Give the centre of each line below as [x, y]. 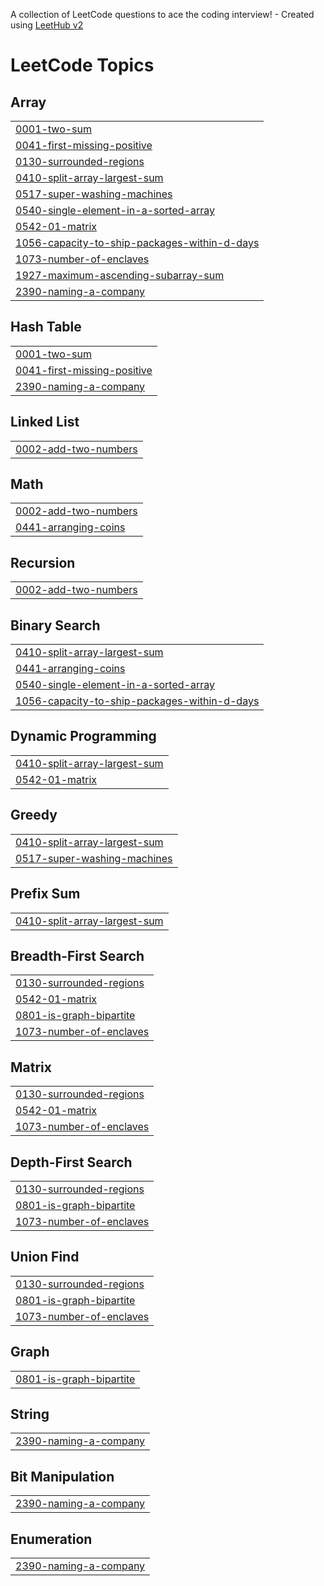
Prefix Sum [45, 894]
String [30, 1414]
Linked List [45, 422]
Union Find [45, 1257]
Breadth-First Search [77, 955]
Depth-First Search [71, 1162]
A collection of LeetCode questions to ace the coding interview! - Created [162, 14]
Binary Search [55, 625]
